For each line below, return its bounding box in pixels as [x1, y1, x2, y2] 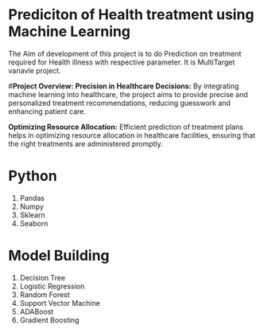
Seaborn [19, 218, 49, 228]
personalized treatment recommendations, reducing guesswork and [8, 98, 231, 108]
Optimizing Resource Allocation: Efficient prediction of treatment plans [8, 122, 244, 131]
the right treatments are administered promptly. [8, 139, 163, 148]
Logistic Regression [19, 281, 85, 291]
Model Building [8, 247, 110, 264]
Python [8, 167, 57, 185]
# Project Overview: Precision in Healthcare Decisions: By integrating [8, 81, 239, 91]
